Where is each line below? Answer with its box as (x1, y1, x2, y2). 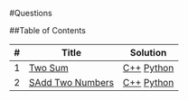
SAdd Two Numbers (28, 77, 115, 88)
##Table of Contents (9, 25, 86, 35)
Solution (129, 47, 167, 59)
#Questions (9, 8, 52, 18)
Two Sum (28, 62, 70, 74)
